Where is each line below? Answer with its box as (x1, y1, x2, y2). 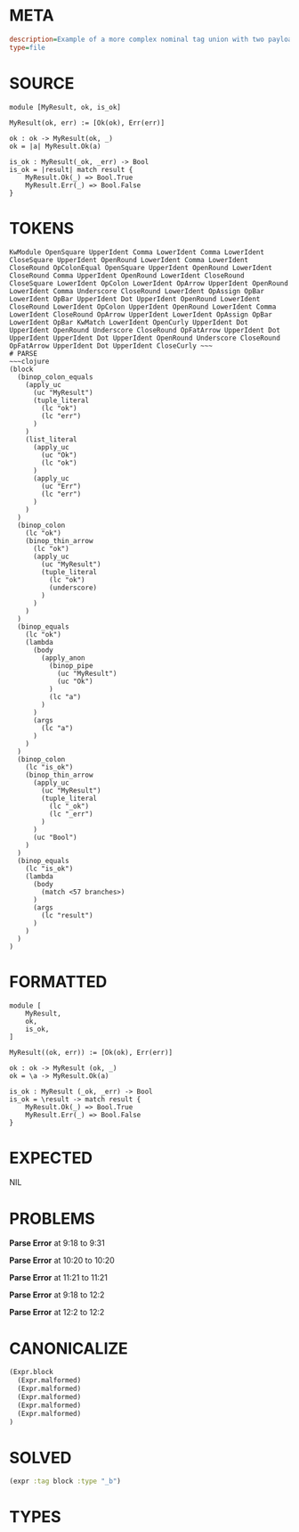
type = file (9, 43, 46, 52)
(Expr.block (9, 1368, 53, 1377)
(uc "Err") (41, 482, 82, 490)
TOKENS (9, 218, 75, 238)
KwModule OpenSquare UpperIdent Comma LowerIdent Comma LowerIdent (9, 247, 265, 257)
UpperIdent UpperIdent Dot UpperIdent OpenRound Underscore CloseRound (9, 334, 280, 342)
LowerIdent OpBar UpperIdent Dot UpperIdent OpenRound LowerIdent (9, 294, 261, 303)
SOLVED (9, 1447, 72, 1468)
